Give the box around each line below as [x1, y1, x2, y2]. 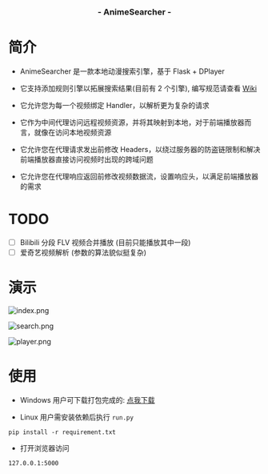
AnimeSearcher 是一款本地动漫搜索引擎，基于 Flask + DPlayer [19, 66, 226, 76]
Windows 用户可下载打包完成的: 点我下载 [19, 395, 155, 404]
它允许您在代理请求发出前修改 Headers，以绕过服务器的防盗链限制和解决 [19, 144, 261, 154]
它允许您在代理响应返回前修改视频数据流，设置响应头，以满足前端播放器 [19, 171, 258, 181]
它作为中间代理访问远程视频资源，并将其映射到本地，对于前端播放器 [19, 117, 245, 127]
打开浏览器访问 [19, 443, 70, 452]
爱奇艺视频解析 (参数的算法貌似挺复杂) [19, 247, 146, 257]
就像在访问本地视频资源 [34, 127, 112, 137]
